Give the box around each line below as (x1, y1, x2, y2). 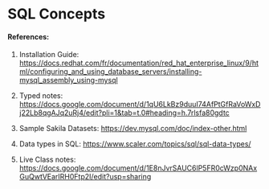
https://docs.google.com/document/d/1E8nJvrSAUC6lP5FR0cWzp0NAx (18, 163, 258, 173)
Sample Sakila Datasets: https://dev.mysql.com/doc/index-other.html (18, 124, 247, 134)
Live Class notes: (18, 154, 76, 165)
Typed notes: (18, 91, 63, 101)
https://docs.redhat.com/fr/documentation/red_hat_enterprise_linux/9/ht (18, 58, 259, 68)
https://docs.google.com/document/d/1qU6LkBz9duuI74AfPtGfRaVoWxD (18, 100, 261, 109)
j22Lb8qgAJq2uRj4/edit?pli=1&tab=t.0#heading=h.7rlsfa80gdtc (18, 108, 230, 117)
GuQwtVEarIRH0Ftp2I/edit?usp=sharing (18, 172, 152, 182)
